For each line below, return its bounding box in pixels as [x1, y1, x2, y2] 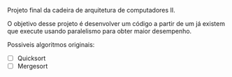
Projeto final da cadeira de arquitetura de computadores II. [7, 6, 176, 14]
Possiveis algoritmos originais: [7, 41, 95, 48]
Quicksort [17, 54, 46, 62]
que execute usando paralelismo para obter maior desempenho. [7, 27, 192, 35]
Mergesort [17, 62, 48, 71]
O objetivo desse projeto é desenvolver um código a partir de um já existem [7, 20, 226, 27]
